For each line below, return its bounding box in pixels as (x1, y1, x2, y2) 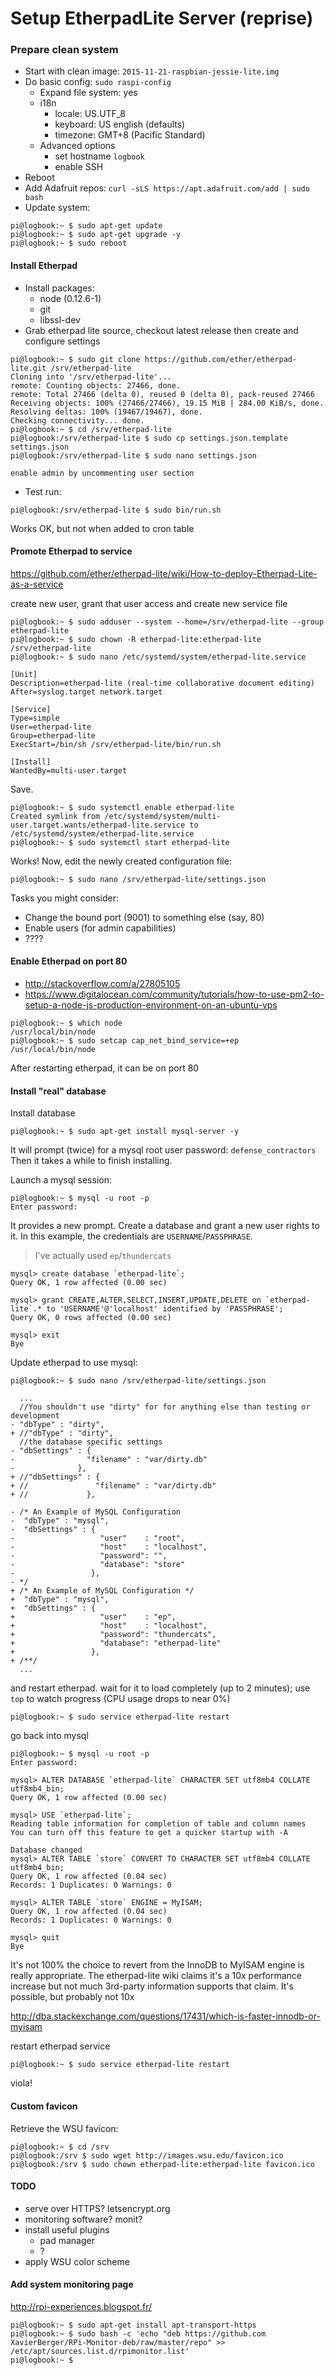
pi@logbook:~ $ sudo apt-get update (10, 221, 163, 231)
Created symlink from (10, 811, 101, 821)
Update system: (24, 202, 91, 214)
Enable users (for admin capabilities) (24, 922, 177, 934)
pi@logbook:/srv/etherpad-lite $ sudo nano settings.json (10, 450, 257, 461)
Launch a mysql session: (10, 1174, 112, 1186)
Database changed (10, 1845, 83, 1856)
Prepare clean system (10, 43, 119, 57)
